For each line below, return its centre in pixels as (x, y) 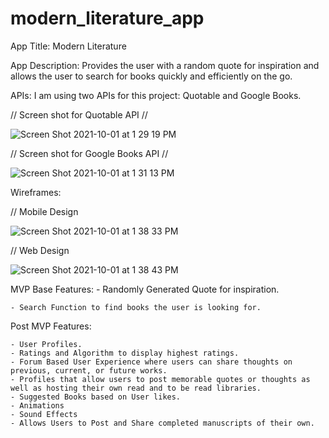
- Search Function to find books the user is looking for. (136, 307)
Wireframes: (36, 192)
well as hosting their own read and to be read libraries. (136, 388)
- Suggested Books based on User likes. (96, 397)
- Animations (37, 405)
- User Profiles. (46, 344)
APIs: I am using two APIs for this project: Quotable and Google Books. (156, 95)
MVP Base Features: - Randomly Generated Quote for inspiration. (145, 289)
